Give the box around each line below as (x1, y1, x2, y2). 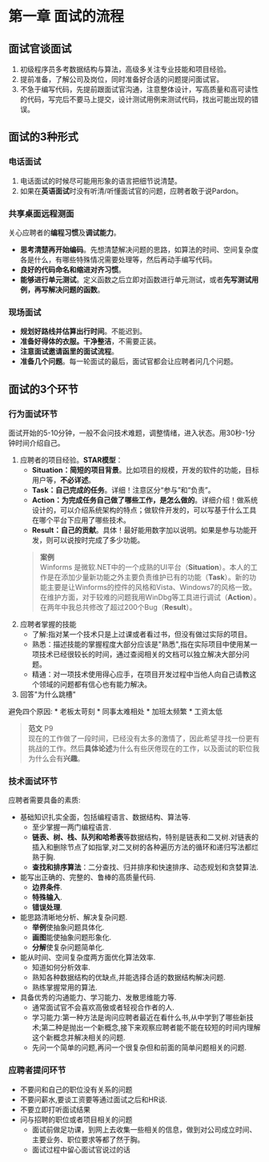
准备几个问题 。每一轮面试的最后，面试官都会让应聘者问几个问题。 (19, 357, 238, 366)
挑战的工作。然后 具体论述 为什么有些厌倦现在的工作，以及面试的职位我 (27, 743, 260, 753)
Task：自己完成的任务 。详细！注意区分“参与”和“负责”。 (31, 485, 215, 494)
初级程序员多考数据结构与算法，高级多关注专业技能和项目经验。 (19, 65, 231, 74)
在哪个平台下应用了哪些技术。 (31, 514, 130, 525)
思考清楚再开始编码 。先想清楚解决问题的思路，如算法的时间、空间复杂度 (19, 244, 259, 254)
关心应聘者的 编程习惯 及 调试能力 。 (8, 228, 121, 237)
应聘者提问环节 (8, 1065, 66, 1076)
